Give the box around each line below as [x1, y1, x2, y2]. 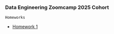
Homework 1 [12, 24, 38, 30]
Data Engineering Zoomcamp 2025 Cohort [5, 4, 110, 11]
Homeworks [5, 15, 26, 20]
